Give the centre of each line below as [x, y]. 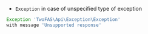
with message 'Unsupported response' [54, 25]
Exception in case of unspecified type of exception [79, 9]
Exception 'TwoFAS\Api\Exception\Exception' [63, 20]
